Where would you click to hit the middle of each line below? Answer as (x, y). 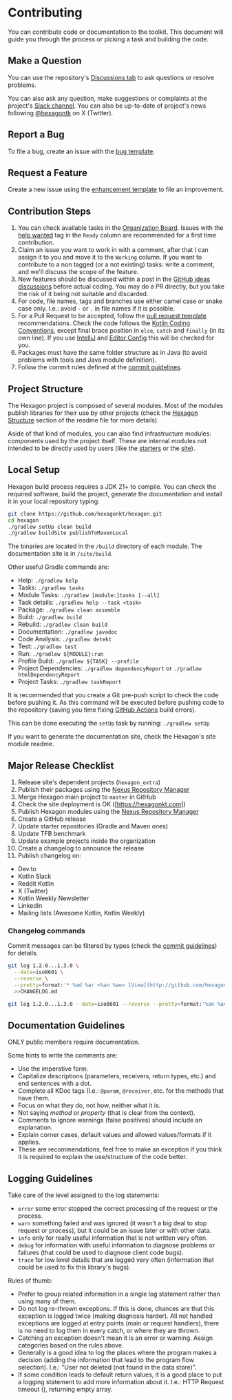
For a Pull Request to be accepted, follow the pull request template (112, 316)
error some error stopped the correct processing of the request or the (117, 1209)
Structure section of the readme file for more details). (83, 420)
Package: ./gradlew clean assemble (69, 610)
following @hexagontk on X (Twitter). (61, 113)
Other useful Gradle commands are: (59, 567)
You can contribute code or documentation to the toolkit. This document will (116, 32)
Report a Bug (36, 135)
